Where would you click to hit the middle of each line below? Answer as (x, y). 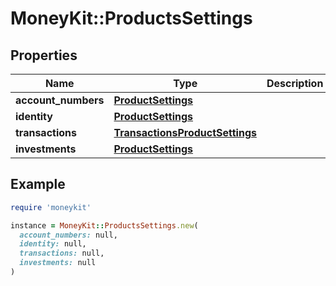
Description (295, 83)
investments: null (58, 263)
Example (38, 184)
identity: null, (53, 244)
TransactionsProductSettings (185, 132)
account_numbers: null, (68, 235)
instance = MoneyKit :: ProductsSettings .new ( (104, 225)
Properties (44, 55)
